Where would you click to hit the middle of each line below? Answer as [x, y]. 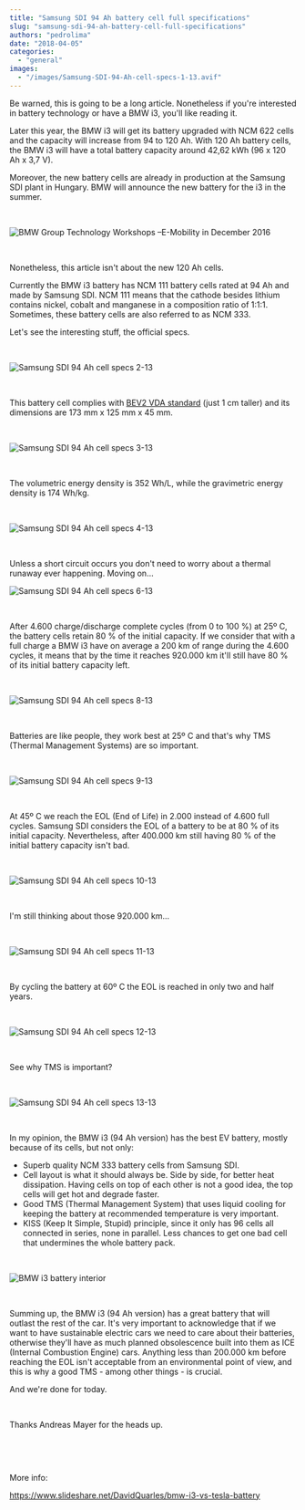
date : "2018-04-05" [46, 43]
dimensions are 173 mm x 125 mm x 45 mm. [91, 412]
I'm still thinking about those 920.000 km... [90, 916]
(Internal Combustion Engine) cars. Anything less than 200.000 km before [148, 1352]
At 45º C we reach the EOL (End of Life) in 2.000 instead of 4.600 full [140, 816]
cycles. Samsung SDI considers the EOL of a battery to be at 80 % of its [144, 826]
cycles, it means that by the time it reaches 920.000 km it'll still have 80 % [149, 655]
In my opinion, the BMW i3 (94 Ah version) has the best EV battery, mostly [149, 1138]
